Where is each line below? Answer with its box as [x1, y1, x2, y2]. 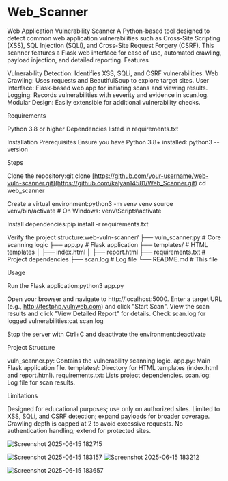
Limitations [7, 391, 38, 400]
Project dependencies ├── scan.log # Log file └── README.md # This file [7, 255, 218, 263]
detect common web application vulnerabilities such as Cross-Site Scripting [7, 34, 220, 42]
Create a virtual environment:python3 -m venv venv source [7, 199, 173, 207]
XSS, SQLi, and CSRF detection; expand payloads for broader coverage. [7, 412, 210, 420]
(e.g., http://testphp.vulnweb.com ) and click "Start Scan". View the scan [7, 302, 210, 310]
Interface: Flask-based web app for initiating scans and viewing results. [7, 83, 208, 92]
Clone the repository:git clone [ [7, 172, 95, 180]
